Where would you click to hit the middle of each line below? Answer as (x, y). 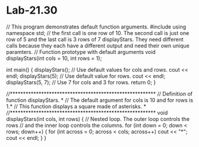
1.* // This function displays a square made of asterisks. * (76, 106)
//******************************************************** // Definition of (99, 94)
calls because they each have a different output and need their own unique (98, 46)
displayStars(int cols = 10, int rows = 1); (54, 58)
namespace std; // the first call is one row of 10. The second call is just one (98, 33)
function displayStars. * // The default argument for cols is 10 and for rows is (100, 100)
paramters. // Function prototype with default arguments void (81, 52)
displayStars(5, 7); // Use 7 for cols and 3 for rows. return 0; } (81, 82)
